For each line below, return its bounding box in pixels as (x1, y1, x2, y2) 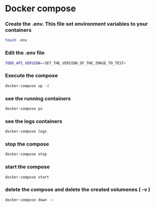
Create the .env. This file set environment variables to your (5, 21, 148, 28)
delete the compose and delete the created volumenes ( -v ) (5, 186, 151, 193)
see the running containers (5, 95, 71, 102)
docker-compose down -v (5, 197, 54, 202)
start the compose (5, 163, 50, 170)
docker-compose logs (5, 129, 48, 134)
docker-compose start (5, 175, 50, 179)
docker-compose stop (5, 152, 48, 157)
